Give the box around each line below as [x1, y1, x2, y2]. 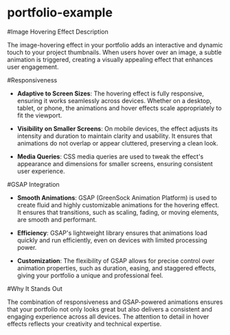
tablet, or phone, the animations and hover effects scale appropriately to [16, 104, 222, 112]
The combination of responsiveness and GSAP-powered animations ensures [7, 297, 223, 306]
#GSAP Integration [7, 180, 60, 188]
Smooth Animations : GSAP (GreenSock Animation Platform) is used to [16, 194, 218, 202]
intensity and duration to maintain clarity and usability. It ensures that [16, 132, 213, 140]
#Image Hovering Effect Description [7, 27, 108, 36]
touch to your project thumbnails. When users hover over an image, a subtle [7, 48, 222, 56]
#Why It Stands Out [7, 284, 63, 292]
